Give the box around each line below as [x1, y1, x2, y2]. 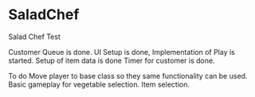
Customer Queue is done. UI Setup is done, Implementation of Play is [8, 47, 235, 56]
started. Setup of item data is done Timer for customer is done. [8, 56, 215, 65]
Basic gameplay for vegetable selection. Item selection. [8, 80, 190, 89]
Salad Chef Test [8, 32, 61, 41]
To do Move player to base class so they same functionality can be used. [8, 71, 248, 80]
